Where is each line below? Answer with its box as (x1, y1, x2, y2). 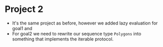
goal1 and (12, 25, 32, 31)
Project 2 (5, 3, 44, 15)
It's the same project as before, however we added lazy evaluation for (12, 20, 158, 26)
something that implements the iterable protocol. (12, 36, 114, 42)
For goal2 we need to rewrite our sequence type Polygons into (12, 30, 141, 36)
